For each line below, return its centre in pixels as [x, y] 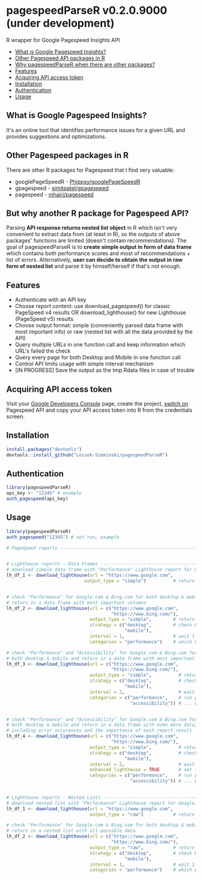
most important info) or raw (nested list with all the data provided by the [104, 332]
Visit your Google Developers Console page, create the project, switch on [97, 404]
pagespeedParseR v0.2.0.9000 [87, 11]
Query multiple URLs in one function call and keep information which [100, 345]
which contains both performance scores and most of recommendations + [98, 253]
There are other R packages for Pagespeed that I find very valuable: [90, 170]
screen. [16, 416]
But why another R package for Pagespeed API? [98, 213]
